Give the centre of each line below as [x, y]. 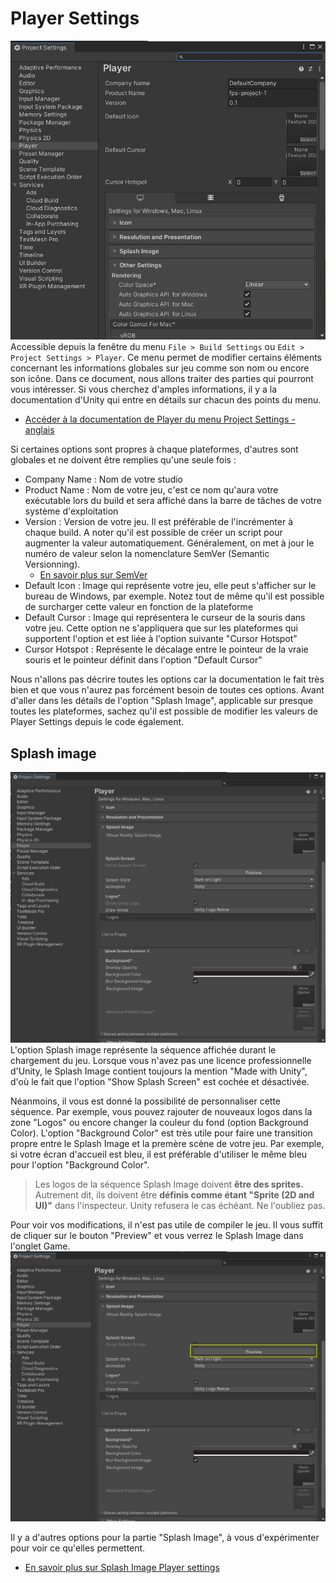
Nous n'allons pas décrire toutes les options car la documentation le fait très [167, 679]
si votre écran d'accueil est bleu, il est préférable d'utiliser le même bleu [159, 1154]
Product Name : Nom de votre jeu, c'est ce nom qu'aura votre [151, 490]
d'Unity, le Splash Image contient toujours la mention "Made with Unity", [159, 1071]
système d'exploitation [71, 511]
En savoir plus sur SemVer [93, 575]
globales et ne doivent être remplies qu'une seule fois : [123, 460]
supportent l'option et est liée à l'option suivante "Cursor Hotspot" [161, 639]
